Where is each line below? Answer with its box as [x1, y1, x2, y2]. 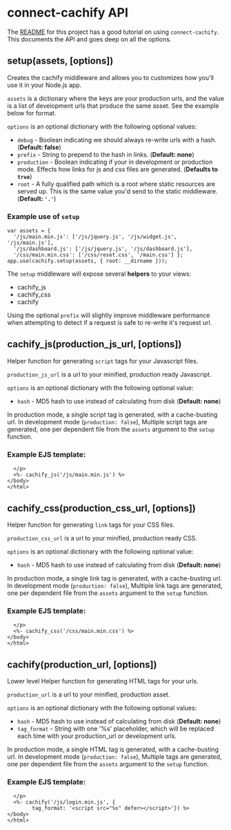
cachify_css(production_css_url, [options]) [7, 502, 197, 514]
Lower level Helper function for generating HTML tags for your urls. [7, 677, 199, 686]
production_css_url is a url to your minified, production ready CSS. [7, 534, 198, 542]
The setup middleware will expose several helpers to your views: [7, 270, 192, 278]
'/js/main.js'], [7, 240, 54, 247]
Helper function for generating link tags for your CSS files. [7, 520, 175, 529]
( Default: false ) [17, 143, 62, 151]
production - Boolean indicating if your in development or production [17, 158, 213, 166]
